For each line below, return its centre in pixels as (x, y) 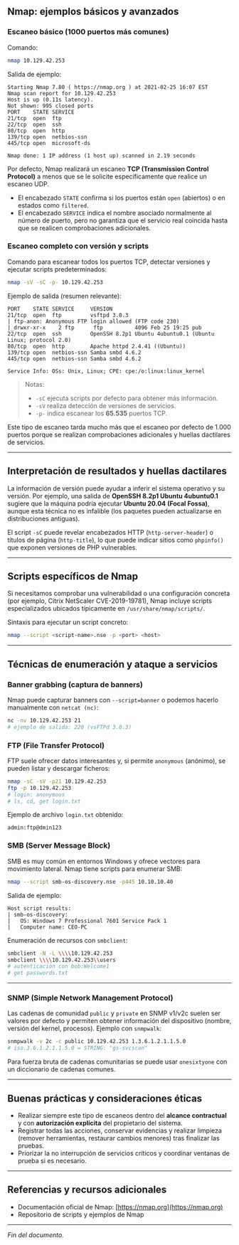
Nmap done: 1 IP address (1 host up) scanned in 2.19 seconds (101, 156)
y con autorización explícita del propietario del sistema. (100, 1123)
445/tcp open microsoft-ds (49, 143)
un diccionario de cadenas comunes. (62, 1069)
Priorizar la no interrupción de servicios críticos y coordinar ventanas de (123, 1153)
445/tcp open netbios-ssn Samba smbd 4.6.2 (74, 358)
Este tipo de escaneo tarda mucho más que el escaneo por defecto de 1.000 (119, 427)
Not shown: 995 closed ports (51, 106)
